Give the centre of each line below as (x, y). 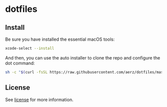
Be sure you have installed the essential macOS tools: (60, 39)
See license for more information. (39, 100)
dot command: (20, 63)
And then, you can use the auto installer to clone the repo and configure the (83, 57)
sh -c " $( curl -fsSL (27, 72)
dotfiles (21, 9)
